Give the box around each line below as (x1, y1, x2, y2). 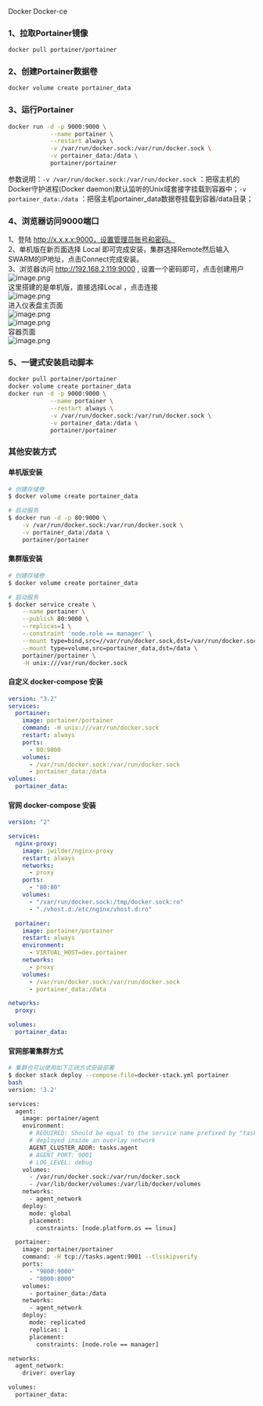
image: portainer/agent (22, 1115, 100, 1123)
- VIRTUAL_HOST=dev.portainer (28, 949, 128, 957)
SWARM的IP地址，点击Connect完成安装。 (8, 254, 143, 264)
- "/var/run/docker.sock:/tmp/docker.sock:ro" (28, 898, 184, 906)
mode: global (28, 1209, 72, 1218)
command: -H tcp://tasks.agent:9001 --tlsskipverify (22, 1253, 198, 1261)
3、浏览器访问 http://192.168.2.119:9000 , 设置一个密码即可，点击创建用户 (8, 265, 244, 274)
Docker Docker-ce (8, 7, 68, 16)
